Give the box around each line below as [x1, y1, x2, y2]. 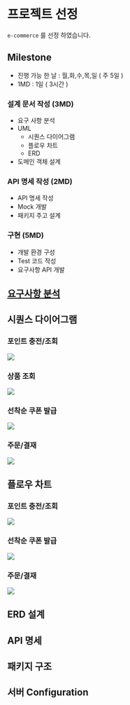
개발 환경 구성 [17, 248, 55, 256]
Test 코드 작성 [17, 256, 57, 265]
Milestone [7, 52, 52, 64]
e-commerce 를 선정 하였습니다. [7, 31, 91, 39]
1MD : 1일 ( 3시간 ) [17, 80, 68, 88]
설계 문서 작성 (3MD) [7, 99, 74, 109]
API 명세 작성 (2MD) [7, 176, 73, 186]
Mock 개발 [17, 202, 48, 211]
